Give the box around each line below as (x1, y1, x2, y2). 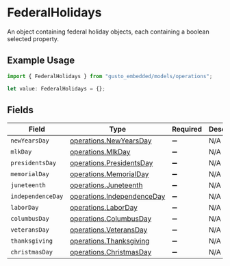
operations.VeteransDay (69, 225, 148, 234)
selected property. (7, 34, 60, 43)
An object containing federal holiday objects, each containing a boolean (7, 27, 210, 36)
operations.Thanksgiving (69, 237, 150, 246)
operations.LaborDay (69, 203, 138, 213)
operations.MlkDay (69, 147, 131, 157)
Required (172, 125, 203, 134)
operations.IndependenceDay (69, 192, 166, 202)
